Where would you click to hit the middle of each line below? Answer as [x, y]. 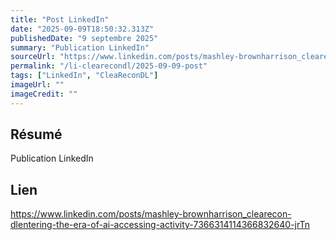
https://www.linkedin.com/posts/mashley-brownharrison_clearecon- [151, 214]
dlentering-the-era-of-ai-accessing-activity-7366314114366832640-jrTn [160, 225]
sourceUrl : [33, 57]
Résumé [36, 134]
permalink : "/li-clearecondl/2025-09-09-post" [109, 66]
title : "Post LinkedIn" [60, 19]
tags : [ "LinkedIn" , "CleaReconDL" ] [84, 76]
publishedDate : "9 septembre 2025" [84, 38]
